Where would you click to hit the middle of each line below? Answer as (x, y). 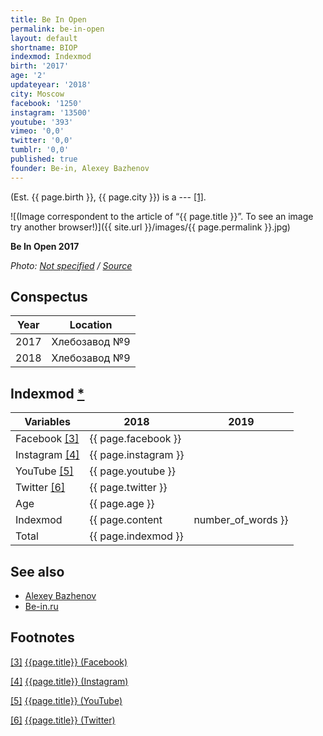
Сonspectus (49, 297)
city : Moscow (37, 94)
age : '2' (28, 76)
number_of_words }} (241, 520)
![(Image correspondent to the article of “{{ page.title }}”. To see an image (162, 216)
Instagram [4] (47, 455)
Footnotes (42, 637)
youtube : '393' (42, 122)
